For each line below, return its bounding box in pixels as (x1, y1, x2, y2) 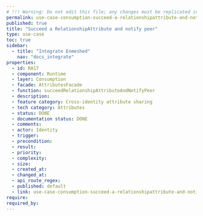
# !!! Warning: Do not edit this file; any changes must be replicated (6, 8, 190, 15)
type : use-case (6, 31, 45, 38)
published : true (6, 20, 47, 26)
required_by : (6, 200, 39, 206)
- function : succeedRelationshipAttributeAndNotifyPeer (11, 88, 155, 94)
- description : (11, 93, 50, 99)
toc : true (6, 37, 31, 43)
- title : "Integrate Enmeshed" (11, 48, 91, 54)
